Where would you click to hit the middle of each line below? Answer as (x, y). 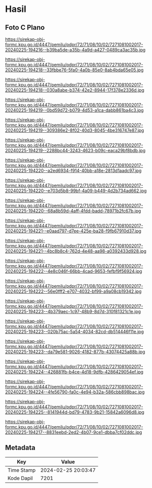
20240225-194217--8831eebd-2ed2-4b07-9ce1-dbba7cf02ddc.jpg (74, 432)
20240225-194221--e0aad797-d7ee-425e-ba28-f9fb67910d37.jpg (73, 231)
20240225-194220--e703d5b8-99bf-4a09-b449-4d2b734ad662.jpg (76, 191)
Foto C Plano (25, 27)
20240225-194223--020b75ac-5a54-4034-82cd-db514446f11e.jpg (75, 331)
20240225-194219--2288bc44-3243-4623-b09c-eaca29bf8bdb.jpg (75, 150)
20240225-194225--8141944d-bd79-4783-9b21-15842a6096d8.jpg (75, 412)
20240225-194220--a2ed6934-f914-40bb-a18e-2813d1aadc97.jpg (73, 170)
